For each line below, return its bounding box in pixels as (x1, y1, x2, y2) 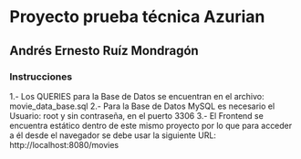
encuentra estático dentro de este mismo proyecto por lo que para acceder (9, 120, 293, 131)
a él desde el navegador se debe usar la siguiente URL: (9, 130, 217, 141)
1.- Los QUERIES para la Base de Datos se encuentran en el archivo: (9, 90, 265, 101)
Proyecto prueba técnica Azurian (9, 6, 265, 27)
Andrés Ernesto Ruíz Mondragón (9, 43, 199, 58)
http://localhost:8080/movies (9, 139, 119, 150)
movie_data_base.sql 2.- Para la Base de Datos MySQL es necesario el (9, 101, 275, 111)
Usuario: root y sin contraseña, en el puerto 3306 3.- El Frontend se (9, 110, 265, 121)
